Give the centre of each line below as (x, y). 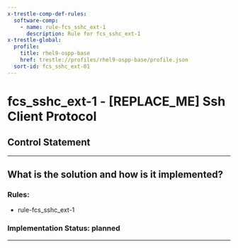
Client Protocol (52, 116)
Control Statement (49, 142)
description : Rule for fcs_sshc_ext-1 (83, 34)
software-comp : (36, 20)
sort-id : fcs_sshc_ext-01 (52, 66)
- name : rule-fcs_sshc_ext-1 (63, 27)
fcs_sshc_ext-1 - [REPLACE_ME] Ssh (117, 101)
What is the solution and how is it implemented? (115, 175)
